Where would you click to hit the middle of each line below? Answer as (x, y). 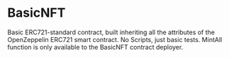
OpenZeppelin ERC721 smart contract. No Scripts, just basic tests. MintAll (115, 39)
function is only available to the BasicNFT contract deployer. (95, 47)
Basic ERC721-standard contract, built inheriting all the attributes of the (111, 32)
